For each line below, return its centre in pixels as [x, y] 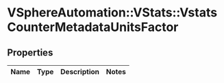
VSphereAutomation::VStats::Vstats [112, 13]
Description [80, 72]
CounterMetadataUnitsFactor [93, 27]
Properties [30, 52]
